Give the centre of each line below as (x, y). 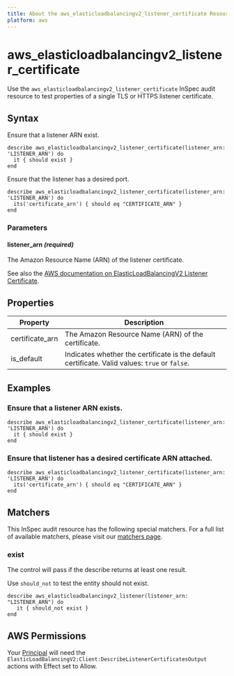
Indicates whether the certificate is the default (140, 355)
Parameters (27, 228)
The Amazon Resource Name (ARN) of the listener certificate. (96, 260)
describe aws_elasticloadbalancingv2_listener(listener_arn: (98, 596)
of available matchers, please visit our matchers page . (85, 536)
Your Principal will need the (46, 653)
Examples (29, 388)
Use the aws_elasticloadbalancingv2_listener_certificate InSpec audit (111, 89)
